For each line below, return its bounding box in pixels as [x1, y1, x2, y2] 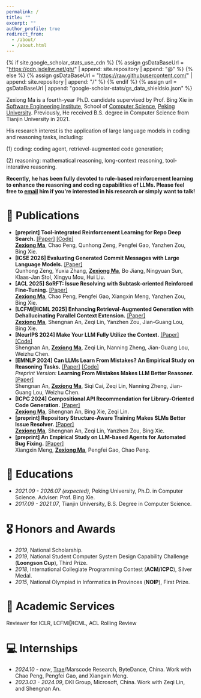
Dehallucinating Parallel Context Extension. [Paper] [14, 311, 146, 319]
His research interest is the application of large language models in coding [6, 127, 190, 134]
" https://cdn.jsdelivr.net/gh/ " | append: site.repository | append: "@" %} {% [6, 65, 193, 72]
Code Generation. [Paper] [14, 401, 80, 408]
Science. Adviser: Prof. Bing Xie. [14, 493, 95, 500]
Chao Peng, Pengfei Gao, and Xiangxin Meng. [14, 672, 128, 679]
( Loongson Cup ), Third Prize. [14, 559, 88, 566]
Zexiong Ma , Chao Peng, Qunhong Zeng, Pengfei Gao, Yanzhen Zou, [14, 241, 186, 249]
